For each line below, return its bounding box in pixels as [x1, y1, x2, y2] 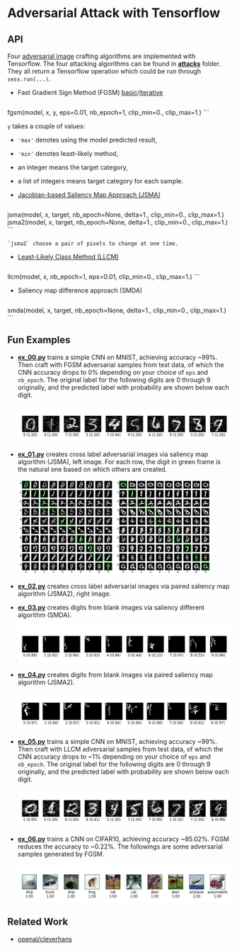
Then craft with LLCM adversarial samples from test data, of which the [17, 745, 224, 754]
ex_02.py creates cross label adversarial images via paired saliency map [17, 582, 230, 591]
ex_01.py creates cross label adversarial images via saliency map [17, 450, 209, 458]
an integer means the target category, [17, 163, 129, 171]
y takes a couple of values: [7, 122, 86, 130]
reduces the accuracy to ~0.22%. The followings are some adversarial [17, 842, 223, 851]
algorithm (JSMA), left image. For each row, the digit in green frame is [17, 458, 221, 466]
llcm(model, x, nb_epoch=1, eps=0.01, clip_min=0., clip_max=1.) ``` [7, 273, 200, 281]
